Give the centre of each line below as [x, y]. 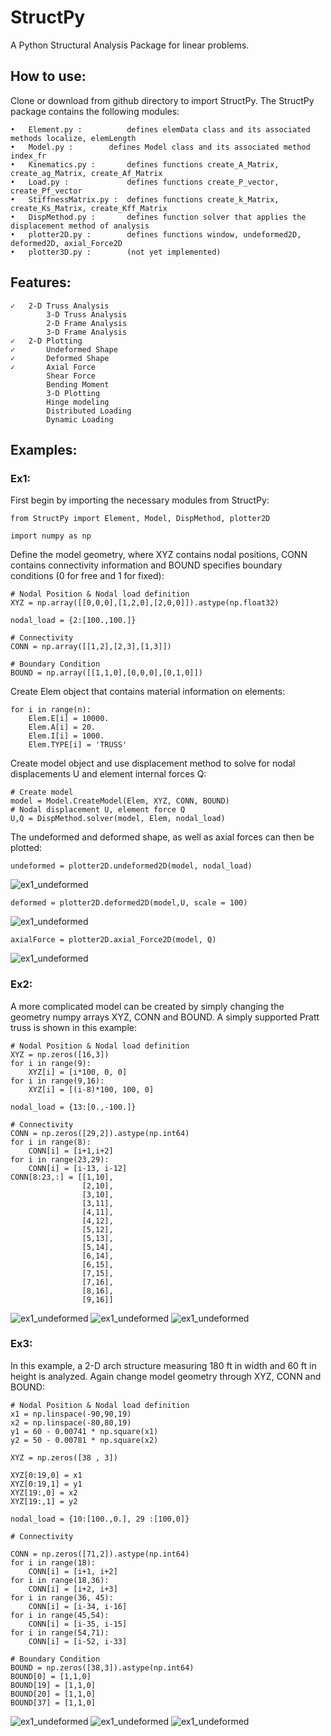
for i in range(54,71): [60, 1632]
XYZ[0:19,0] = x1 [46, 1475]
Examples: [44, 449]
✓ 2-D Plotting [46, 341]
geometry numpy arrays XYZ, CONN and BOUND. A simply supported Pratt [165, 1017]
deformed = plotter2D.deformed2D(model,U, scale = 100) [129, 903]
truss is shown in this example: [73, 1027]
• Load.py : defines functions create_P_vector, [145, 182]
